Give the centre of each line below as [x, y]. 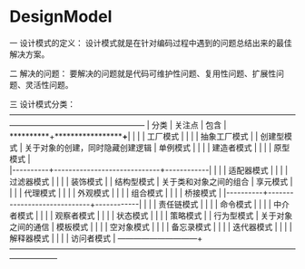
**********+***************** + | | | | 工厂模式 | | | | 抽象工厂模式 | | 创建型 [147, 136]
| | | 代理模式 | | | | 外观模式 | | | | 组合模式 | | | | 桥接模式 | [116, 193]
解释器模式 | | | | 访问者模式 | [63, 238]
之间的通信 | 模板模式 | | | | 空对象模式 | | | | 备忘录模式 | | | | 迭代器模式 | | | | [151, 226]
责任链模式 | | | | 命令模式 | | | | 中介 [224, 204]
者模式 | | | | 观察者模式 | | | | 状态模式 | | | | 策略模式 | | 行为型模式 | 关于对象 [151, 216]
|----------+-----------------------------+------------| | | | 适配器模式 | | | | [149, 170]
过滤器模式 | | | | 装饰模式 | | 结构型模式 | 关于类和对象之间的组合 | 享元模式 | [151, 181]
